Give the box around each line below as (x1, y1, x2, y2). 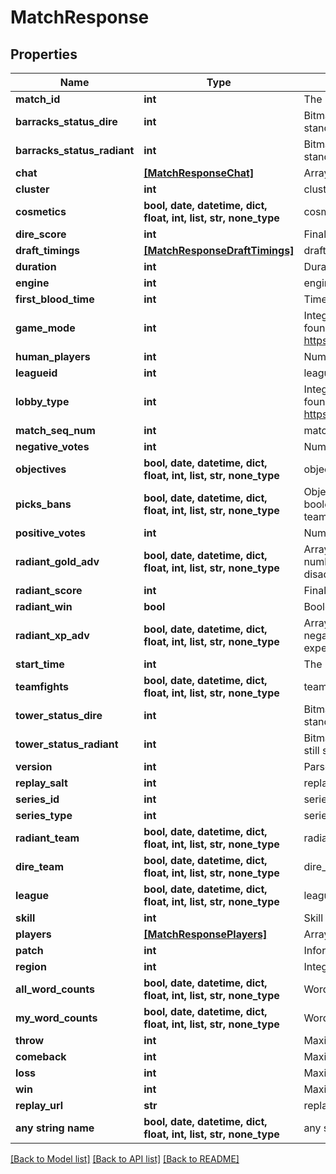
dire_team (15, 860, 64, 873)
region (15, 960, 47, 973)
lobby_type (15, 395, 70, 408)
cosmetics (15, 205, 67, 218)
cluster (15, 182, 50, 196)
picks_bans (15, 497, 72, 511)
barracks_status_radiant (15, 144, 135, 157)
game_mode (15, 321, 76, 335)
